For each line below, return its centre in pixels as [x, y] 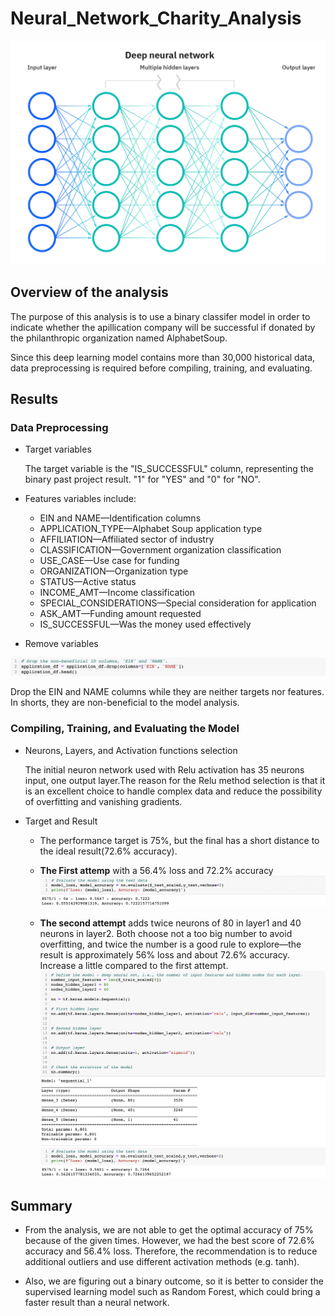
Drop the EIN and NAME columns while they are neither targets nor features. [167, 692]
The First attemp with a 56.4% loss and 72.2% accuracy [156, 870]
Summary [41, 1205]
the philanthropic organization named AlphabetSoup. [119, 338]
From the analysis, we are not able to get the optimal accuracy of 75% [169, 1230]
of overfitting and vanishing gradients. [103, 801]
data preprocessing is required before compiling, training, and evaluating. [161, 368]
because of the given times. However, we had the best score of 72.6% [169, 1241]
